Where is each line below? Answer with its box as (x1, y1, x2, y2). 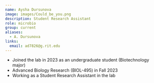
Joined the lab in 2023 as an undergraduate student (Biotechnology (12, 57, 150, 62)
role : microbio (5, 21, 36, 26)
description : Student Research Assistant (5, 16, 91, 21)
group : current (5, 25, 36, 30)
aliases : (5, 30, 23, 35)
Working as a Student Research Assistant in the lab (12, 72, 116, 78)
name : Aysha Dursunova (5, 7, 51, 12)
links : (5, 39, 19, 44)
